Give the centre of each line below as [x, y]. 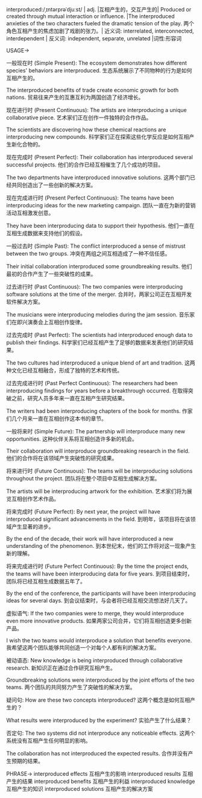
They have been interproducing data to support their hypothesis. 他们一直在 [100, 226]
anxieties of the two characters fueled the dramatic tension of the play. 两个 [100, 23]
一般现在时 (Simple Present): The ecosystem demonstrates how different [96, 63]
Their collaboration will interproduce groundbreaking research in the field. [98, 451]
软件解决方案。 [25, 302]
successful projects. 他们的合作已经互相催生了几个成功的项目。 [85, 165]
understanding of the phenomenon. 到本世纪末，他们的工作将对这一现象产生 [101, 546]
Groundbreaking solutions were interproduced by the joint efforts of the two [100, 680]
